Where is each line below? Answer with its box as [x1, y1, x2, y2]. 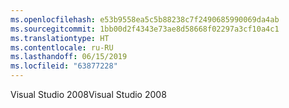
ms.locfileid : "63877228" [10, 61, 118, 71]
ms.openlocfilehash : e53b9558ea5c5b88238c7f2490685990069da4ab [10, 14, 280, 25]
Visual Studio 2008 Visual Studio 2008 [10, 89, 167, 100]
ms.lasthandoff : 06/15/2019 [10, 52, 128, 62]
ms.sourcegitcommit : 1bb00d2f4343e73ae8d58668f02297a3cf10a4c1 [10, 24, 280, 34]
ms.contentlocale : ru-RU [10, 42, 114, 53]
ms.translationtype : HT [10, 33, 110, 43]
